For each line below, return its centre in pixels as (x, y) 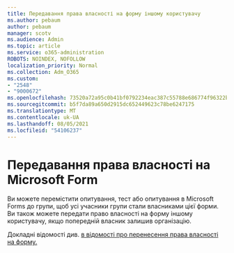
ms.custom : (23, 78)
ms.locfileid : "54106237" (45, 130)
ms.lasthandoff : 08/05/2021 (48, 124)
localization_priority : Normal (53, 66)
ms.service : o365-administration (56, 53)
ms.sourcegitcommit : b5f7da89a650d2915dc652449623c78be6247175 (101, 105)
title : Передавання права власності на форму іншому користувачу (104, 14)
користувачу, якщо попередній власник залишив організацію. (99, 221)
